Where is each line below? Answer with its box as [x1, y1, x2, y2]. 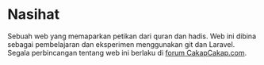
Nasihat [7, 5, 60, 23]
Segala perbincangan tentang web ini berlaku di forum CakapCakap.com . [7, 48, 247, 57]
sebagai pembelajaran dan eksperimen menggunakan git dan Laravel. [7, 39, 235, 49]
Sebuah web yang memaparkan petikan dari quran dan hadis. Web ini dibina [7, 31, 257, 41]
